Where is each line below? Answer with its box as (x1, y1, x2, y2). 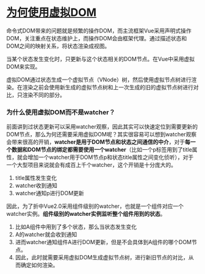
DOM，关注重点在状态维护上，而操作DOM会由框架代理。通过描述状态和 (6, 34, 187, 42)
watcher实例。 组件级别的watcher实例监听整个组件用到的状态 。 (6, 210, 166, 218)
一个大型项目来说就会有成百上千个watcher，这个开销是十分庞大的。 (6, 161, 177, 169)
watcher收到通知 (15, 182, 58, 190)
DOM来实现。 (6, 62, 41, 70)
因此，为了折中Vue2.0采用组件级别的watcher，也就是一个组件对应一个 (6, 202, 184, 210)
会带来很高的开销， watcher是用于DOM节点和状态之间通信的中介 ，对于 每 (6, 138, 190, 146)
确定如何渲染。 (20, 261, 59, 269)
